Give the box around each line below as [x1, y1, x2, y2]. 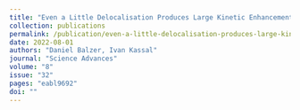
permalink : [9, 29, 50, 38]
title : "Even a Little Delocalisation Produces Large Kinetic [9, 12, 246, 22]
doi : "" [9, 87, 38, 96]
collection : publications [9, 21, 105, 30]
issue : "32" [9, 71, 54, 80]
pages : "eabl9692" [9, 79, 78, 88]
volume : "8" [9, 63, 54, 72]
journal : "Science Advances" [9, 54, 118, 63]
